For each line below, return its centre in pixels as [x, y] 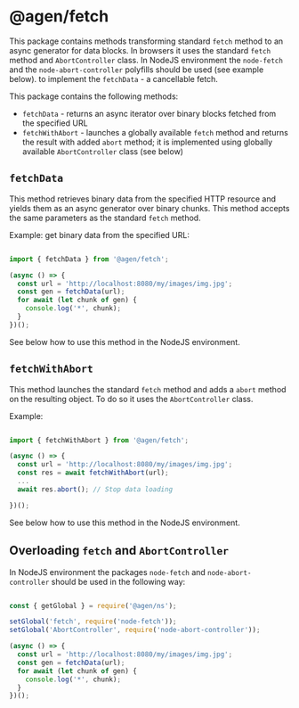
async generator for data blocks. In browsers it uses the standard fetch [140, 50]
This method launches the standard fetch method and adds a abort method [148, 389]
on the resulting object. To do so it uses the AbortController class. [131, 399]
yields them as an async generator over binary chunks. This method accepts [149, 208]
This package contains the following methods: [94, 96]
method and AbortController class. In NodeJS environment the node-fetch [146, 60]
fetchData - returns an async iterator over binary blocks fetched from [149, 113]
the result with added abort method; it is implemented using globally [147, 142]
